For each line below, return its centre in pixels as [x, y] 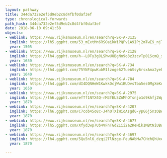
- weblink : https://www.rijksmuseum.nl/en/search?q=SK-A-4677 [71, 120]
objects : [14, 33]
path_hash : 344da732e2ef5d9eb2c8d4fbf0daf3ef [53, 24]
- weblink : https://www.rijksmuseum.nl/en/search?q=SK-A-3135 [71, 38]
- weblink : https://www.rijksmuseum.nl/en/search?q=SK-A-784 [70, 79]
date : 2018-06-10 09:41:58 [33, 28]
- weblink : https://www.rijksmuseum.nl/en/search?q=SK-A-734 [70, 65]
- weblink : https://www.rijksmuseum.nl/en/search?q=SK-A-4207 [71, 107]
